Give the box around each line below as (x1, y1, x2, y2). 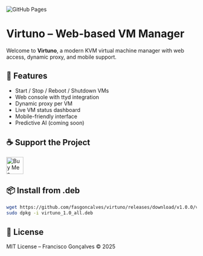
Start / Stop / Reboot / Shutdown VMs (14, 87, 109, 94)
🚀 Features (6, 71, 48, 81)
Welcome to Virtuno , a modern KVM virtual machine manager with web (6, 47, 184, 54)
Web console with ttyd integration (14, 93, 100, 100)
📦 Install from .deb (6, 185, 80, 195)
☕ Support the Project (6, 137, 91, 148)
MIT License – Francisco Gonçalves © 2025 (6, 243, 116, 250)
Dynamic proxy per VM (14, 100, 72, 107)
